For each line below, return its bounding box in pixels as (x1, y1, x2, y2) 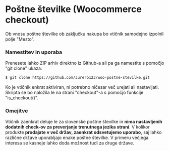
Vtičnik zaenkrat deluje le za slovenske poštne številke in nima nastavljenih (5, 119, 162, 125)
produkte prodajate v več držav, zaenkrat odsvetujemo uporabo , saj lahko (5, 129, 162, 135)
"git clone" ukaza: (5, 65, 42, 71)
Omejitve (5, 107, 28, 114)
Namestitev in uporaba (5, 49, 63, 56)
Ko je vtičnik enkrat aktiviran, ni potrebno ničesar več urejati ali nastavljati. (5, 84, 159, 90)
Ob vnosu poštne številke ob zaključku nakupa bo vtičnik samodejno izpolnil (5, 31, 164, 37)
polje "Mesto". (5, 36, 35, 42)
